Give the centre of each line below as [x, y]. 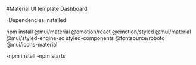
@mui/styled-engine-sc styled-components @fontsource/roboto [85, 38]
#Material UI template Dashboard [47, 9]
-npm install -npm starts [36, 56]
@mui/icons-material [32, 44]
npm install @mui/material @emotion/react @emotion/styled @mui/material [99, 32]
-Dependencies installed [36, 20]
